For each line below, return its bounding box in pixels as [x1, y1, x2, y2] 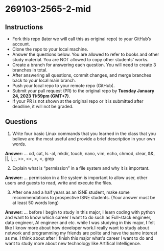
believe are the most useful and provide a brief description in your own [12, 136, 155, 141]
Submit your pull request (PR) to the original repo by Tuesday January [12, 88, 155, 93]
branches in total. [12, 67, 47, 73]
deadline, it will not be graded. [12, 104, 73, 109]
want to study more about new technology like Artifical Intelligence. [5, 240, 141, 246]
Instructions [5, 23, 43, 31]
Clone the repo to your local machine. [12, 46, 88, 52]
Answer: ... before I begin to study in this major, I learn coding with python [5, 209, 155, 215]
